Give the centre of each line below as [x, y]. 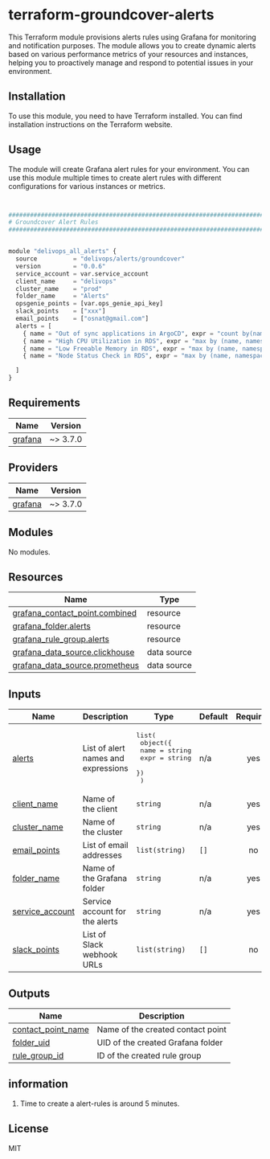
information [38, 1084]
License [29, 1129]
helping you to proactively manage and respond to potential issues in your [131, 63]
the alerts [100, 922]
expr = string [166, 758]
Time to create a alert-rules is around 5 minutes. [100, 1104]
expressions [105, 768]
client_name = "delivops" [66, 281]
